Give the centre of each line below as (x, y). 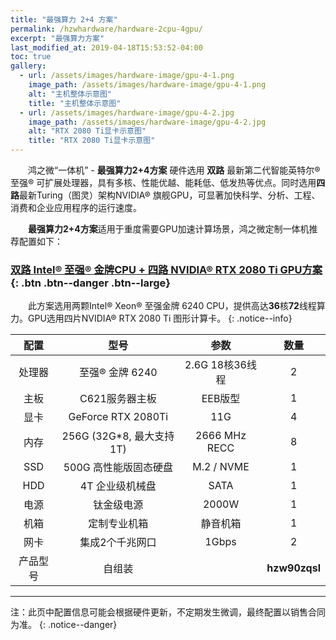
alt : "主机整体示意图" (70, 94)
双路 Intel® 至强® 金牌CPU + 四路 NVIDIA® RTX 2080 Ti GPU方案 (166, 269)
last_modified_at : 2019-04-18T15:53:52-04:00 (106, 47)
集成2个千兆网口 (118, 543)
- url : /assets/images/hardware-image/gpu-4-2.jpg (127, 112)
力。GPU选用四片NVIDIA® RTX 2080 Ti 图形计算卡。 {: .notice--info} (151, 318)
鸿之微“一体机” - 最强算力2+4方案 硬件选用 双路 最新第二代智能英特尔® (174, 170)
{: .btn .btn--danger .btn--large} (90, 283)
